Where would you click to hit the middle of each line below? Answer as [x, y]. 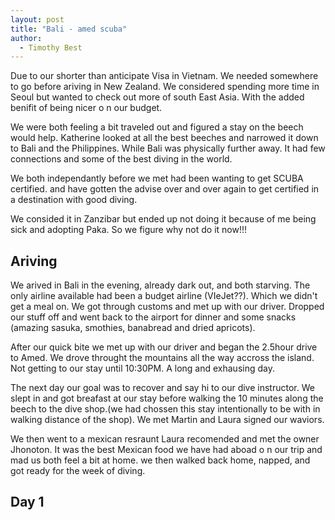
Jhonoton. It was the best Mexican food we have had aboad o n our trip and [166, 450]
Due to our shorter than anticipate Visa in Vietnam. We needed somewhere [164, 76]
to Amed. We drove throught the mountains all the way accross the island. [162, 358]
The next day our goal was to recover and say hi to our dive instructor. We [162, 388]
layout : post [37, 19]
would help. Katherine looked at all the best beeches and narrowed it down [164, 138]
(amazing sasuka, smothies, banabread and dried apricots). [133, 328]
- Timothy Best [51, 47]
